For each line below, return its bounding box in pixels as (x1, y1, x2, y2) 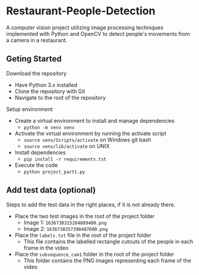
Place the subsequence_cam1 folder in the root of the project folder (14, 251, 175, 258)
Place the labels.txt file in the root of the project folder (14, 231, 151, 239)
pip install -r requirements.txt (23, 156, 107, 162)
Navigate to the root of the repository (14, 94, 106, 101)
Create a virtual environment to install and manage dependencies (14, 117, 175, 124)
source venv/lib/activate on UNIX (23, 142, 110, 150)
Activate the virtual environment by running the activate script (14, 129, 166, 137)
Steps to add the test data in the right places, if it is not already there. (6, 201, 176, 208)
